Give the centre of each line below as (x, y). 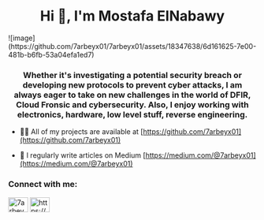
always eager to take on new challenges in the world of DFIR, (132, 95)
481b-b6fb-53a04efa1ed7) (51, 54)
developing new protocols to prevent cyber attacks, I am (132, 84)
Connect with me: (43, 185)
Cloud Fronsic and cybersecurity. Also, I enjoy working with (132, 104)
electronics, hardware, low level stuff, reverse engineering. (132, 114)
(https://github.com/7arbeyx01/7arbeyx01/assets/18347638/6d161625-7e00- (132, 46)
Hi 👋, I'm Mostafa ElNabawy (132, 16)
